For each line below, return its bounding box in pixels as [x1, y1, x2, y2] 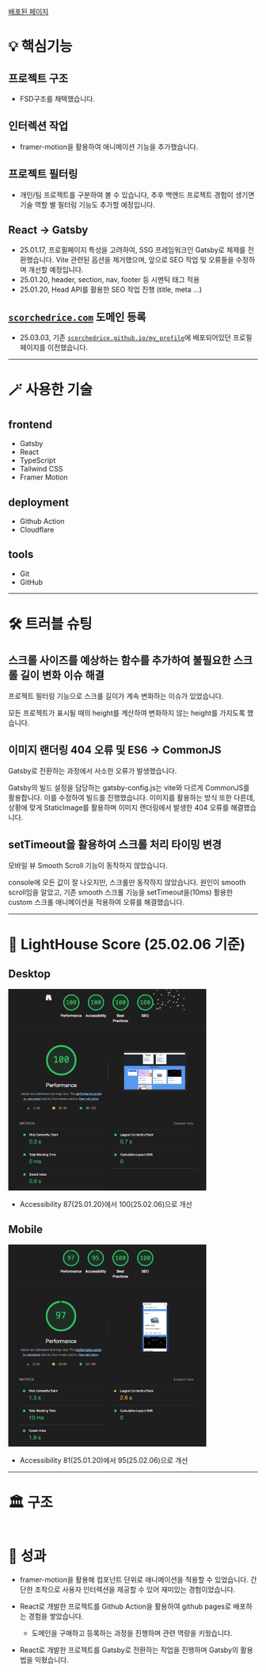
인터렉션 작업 [8, 120, 69, 133]
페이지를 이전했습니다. [19, 343, 89, 353]
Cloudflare [19, 525, 55, 535]
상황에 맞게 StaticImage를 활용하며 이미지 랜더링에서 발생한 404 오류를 [8, 803, 230, 812]
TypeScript [19, 456, 56, 465]
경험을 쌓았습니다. [28, 1611, 84, 1620]
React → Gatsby [8, 223, 89, 237]
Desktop [8, 968, 51, 981]
